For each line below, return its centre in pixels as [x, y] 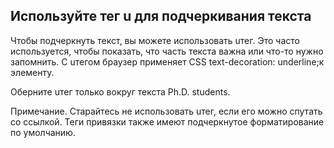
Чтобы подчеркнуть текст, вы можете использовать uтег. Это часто [155, 40]
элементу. [32, 72]
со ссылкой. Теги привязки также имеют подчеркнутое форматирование [167, 121]
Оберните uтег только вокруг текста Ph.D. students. [120, 91]
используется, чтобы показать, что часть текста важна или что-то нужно [167, 51]
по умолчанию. [43, 132]
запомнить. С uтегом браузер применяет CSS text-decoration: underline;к [167, 61]
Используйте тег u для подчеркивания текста [161, 16]
